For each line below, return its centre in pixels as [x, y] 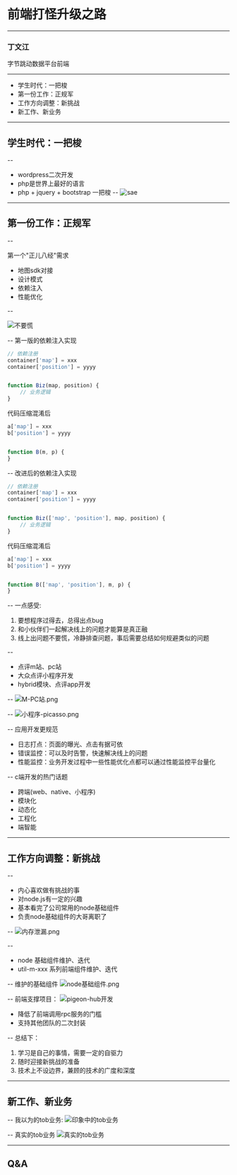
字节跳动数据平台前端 [38, 63]
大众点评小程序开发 [45, 676]
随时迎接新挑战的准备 [48, 1061]
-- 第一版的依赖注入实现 [42, 340]
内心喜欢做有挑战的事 [48, 890]
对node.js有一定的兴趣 [50, 899]
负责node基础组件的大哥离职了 [62, 917]
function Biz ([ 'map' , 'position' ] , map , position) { [86, 518]
